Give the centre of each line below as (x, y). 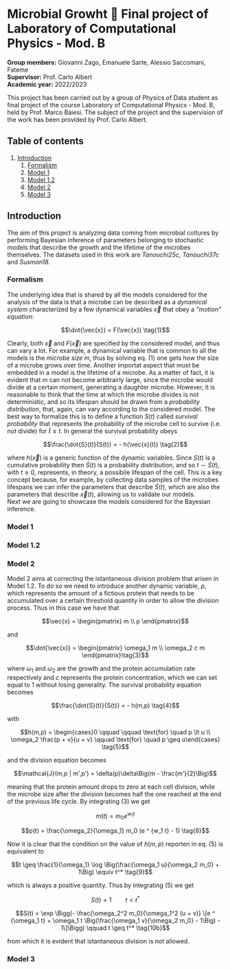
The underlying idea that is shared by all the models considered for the (107, 295)
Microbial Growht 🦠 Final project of (108, 14)
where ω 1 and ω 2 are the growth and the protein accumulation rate (101, 669)
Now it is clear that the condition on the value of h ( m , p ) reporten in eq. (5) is (115, 844)
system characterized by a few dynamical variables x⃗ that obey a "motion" (114, 309)
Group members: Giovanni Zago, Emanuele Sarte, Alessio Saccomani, (106, 62)
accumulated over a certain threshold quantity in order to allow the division (113, 600)
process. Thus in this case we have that (63, 608)
